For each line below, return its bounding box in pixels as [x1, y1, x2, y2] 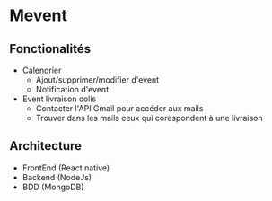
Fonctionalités [9, 41, 92, 57]
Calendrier [22, 65, 62, 75]
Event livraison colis [22, 93, 97, 104]
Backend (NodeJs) [22, 171, 92, 182]
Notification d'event [35, 84, 110, 94]
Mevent [9, 5, 67, 26]
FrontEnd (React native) [22, 162, 110, 173]
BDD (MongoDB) [22, 181, 84, 192]
